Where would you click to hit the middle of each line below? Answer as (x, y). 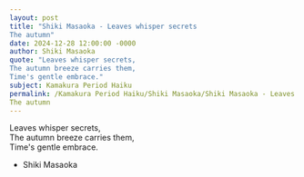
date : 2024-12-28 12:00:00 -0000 (73, 43)
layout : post (34, 18)
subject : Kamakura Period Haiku (71, 85)
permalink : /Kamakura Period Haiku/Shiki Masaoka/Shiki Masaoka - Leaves (152, 93)
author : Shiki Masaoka (52, 52)
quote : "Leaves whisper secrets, (73, 60)
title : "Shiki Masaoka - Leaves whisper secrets (103, 26)
